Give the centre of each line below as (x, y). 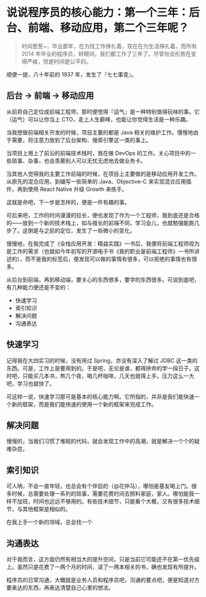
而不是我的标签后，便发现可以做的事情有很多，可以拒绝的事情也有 (108, 259)
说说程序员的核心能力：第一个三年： (98, 13)
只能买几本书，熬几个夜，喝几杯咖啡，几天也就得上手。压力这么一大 (108, 376)
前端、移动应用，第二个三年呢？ (109, 28)
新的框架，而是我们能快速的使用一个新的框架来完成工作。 (84, 404)
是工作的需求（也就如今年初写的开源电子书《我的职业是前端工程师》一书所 (100, 251)
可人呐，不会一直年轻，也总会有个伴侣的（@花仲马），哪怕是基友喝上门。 (99, 486)
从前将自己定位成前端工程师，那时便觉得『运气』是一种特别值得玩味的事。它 (103, 112)
